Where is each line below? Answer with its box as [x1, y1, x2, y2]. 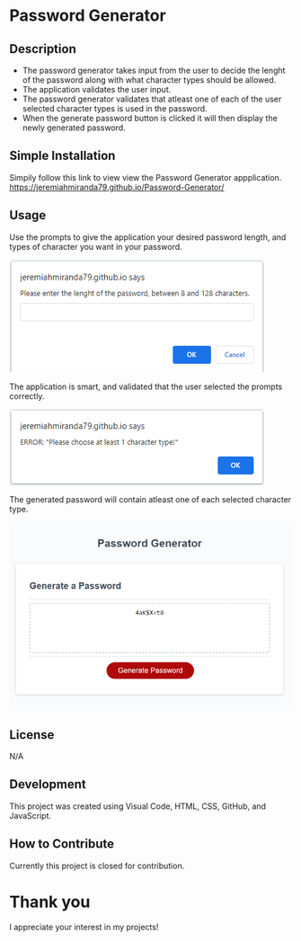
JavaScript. [9, 810, 52, 821]
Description [9, 41, 76, 57]
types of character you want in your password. [9, 241, 182, 252]
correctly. [9, 390, 45, 401]
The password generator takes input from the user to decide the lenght [22, 65, 286, 75]
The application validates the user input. [22, 84, 172, 94]
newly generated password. [22, 122, 126, 133]
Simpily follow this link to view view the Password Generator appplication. [9, 172, 282, 182]
